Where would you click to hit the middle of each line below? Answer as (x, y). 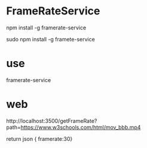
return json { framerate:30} (39, 138)
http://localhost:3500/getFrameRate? (52, 120)
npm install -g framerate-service (46, 28)
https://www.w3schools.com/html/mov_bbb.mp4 (81, 127)
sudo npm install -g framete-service (51, 39)
